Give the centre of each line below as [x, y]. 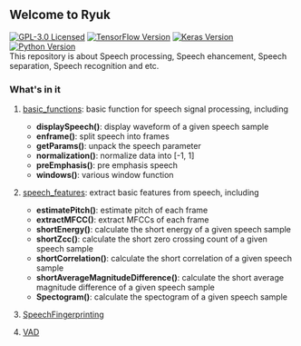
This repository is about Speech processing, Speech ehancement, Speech [148, 56]
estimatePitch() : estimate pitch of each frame [122, 210]
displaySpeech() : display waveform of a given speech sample [152, 127]
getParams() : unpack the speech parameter [118, 146]
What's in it [35, 89]
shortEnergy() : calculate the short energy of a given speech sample [164, 230]
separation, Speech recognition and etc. [84, 65]
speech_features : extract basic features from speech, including [141, 193]
